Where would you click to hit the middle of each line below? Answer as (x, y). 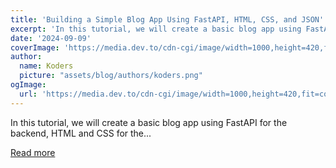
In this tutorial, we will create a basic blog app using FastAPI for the (149, 122)
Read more (33, 152)
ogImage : (28, 85)
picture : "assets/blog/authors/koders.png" (111, 76)
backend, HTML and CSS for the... (81, 133)
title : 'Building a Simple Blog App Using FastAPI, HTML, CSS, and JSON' (167, 19)
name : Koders (46, 66)
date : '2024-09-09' (51, 38)
